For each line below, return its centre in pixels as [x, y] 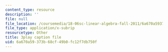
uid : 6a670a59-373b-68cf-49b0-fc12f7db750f [51, 42]
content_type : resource [30, 10]
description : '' [22, 14]
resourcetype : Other [27, 33]
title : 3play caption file [33, 38]
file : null [16, 19]
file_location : [21, 24]
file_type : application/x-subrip [40, 28]
